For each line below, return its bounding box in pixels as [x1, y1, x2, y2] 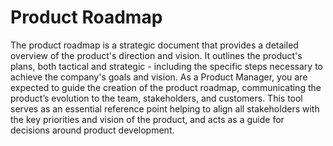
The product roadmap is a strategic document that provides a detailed [10, 39, 299, 51]
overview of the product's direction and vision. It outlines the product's [10, 49, 303, 61]
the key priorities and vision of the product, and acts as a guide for [10, 113, 285, 125]
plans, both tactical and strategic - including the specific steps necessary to [10, 60, 323, 72]
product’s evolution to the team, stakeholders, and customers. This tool [10, 92, 303, 104]
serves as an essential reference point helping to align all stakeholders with [10, 102, 320, 115]
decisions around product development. [10, 124, 175, 136]
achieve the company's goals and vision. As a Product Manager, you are [10, 71, 308, 83]
